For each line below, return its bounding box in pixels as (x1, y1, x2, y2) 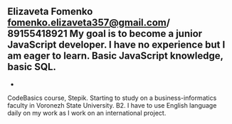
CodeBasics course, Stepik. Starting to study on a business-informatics (7, 94, 217, 102)
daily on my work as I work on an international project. (7, 108, 167, 117)
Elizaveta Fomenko (7, 6, 93, 18)
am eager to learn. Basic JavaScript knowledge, (7, 50, 223, 62)
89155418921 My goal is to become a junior (7, 28, 203, 40)
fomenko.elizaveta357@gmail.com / (7, 17, 171, 29)
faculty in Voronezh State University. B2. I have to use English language (7, 101, 217, 109)
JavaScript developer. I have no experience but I (7, 39, 226, 51)
